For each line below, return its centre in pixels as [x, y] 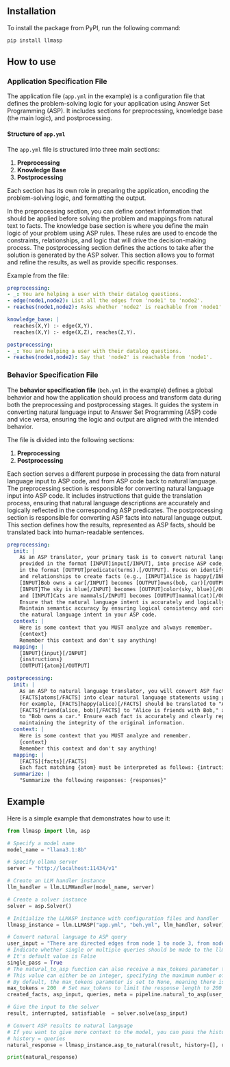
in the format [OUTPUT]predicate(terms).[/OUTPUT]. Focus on [108, 570]
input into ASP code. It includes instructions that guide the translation [105, 495]
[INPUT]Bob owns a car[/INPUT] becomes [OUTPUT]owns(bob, [104, 583]
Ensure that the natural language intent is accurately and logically [122, 602]
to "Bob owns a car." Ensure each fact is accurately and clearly [116, 717]
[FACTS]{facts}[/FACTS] [53, 761]
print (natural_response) [42, 1057]
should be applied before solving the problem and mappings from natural [110, 218]
